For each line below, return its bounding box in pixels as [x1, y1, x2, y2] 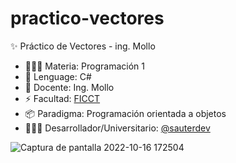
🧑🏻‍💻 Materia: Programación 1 [24, 60, 145, 72]
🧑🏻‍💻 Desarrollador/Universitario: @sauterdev [24, 122, 211, 134]
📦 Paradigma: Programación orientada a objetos [24, 107, 227, 119]
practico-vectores [10, 7, 165, 30]
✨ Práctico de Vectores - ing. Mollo [10, 40, 156, 52]
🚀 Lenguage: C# [24, 70, 92, 82]
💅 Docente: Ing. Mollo [24, 81, 115, 93]
